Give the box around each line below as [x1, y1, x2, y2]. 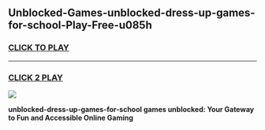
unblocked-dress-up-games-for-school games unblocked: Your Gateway [8, 104, 255, 113]
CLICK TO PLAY [8, 43, 69, 54]
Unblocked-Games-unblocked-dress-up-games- [8, 6, 256, 20]
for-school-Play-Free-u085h [8, 19, 152, 32]
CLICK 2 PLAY [8, 72, 63, 83]
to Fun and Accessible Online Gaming [8, 113, 134, 122]
